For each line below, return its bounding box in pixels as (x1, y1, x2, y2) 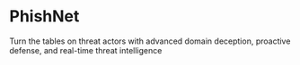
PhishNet (9, 6, 80, 27)
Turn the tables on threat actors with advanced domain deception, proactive (9, 36, 291, 46)
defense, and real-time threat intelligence (9, 45, 163, 55)
